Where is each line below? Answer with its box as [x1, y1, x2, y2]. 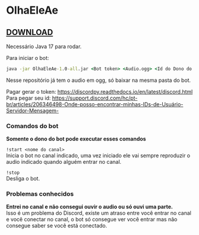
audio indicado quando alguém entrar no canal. [6, 158, 121, 166]
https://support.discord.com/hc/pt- [52, 94, 138, 101]
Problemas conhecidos [6, 190, 74, 198]
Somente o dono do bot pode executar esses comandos [6, 135, 146, 142]
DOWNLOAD [6, 27, 53, 37]
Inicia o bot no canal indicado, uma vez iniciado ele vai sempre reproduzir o [6, 152, 191, 159]
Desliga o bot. [6, 175, 40, 182]
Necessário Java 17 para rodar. [6, 43, 82, 50]
